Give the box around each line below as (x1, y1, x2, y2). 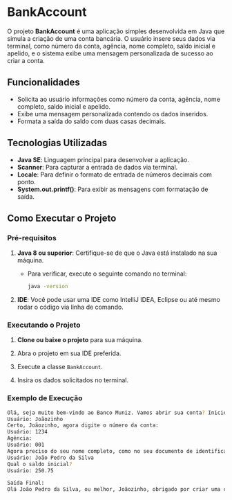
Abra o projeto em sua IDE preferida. (17, 349, 122, 357)
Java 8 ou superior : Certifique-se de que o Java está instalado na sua (17, 249, 217, 257)
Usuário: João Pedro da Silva (7, 454, 95, 461)
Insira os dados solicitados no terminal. (17, 376, 129, 384)
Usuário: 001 (7, 441, 45, 449)
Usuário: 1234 (7, 429, 48, 436)
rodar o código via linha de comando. (17, 303, 124, 312)
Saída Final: (7, 479, 45, 487)
